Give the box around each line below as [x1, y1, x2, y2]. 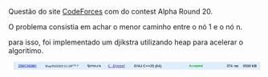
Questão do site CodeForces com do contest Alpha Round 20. [8, 7, 213, 16]
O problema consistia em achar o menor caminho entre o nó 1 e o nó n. [8, 22, 243, 31]
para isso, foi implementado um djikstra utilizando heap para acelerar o [8, 37, 243, 47]
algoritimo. [8, 46, 44, 55]
